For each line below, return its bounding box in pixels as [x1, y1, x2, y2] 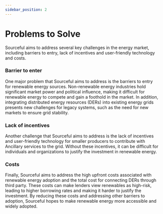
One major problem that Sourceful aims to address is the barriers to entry [5, 78, 153, 84]
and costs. [5, 55, 26, 61]
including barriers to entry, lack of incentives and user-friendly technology [5, 50, 155, 55]
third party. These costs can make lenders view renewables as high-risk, [5, 183, 152, 188]
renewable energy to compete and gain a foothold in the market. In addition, [5, 94, 158, 100]
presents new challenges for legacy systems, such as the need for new [5, 104, 149, 110]
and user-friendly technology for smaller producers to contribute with [5, 138, 145, 144]
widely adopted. [5, 203, 38, 209]
